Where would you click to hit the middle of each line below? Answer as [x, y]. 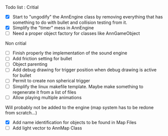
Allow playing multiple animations [47, 97]
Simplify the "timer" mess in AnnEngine [53, 28]
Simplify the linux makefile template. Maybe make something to [78, 86]
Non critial [16, 43]
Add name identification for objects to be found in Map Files [74, 122]
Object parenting [30, 64]
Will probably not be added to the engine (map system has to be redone [79, 107]
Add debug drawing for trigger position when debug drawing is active [85, 70]
